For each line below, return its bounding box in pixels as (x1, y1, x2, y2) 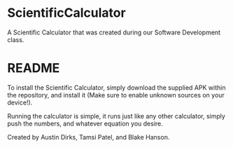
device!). (7, 98, 33, 107)
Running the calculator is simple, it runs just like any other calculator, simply (7, 112, 226, 120)
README (7, 60, 60, 76)
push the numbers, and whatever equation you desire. (7, 119, 163, 128)
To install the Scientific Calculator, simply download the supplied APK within (7, 83, 226, 92)
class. (7, 35, 24, 43)
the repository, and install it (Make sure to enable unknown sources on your (7, 90, 225, 99)
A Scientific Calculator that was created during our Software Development (7, 28, 221, 36)
